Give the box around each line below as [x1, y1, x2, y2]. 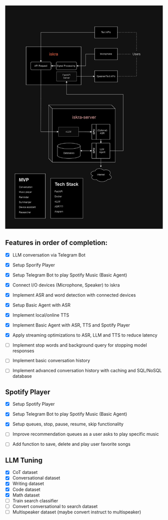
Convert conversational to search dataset [12, 503, 98, 509]
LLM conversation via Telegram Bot [12, 251, 86, 258]
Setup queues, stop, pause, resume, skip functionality [12, 421, 124, 427]
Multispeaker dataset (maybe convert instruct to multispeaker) [12, 509, 141, 515]
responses [12, 348, 34, 354]
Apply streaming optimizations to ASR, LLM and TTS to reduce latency [12, 332, 157, 338]
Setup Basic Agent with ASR [12, 302, 71, 308]
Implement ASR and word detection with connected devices [12, 292, 136, 298]
